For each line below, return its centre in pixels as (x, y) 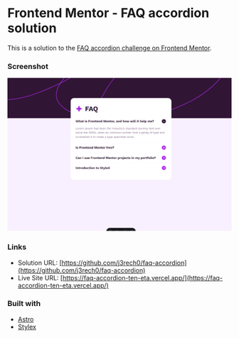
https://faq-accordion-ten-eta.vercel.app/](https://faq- (143, 278)
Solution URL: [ (39, 263)
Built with (24, 304)
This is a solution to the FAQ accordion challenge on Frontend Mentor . (110, 48)
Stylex (27, 327)
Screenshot (28, 66)
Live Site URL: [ (40, 278)
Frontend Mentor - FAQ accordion (108, 13)
